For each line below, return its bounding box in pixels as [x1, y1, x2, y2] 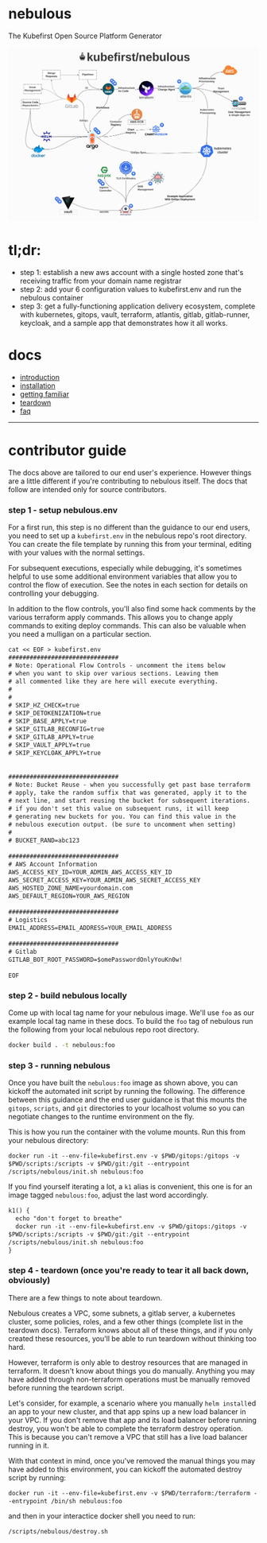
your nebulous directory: [8, 1136, 89, 1146]
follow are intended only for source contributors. [8, 484, 167, 494]
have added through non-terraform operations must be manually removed [8, 1374, 250, 1384]
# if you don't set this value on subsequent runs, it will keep [8, 804, 229, 812]
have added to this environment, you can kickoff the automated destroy [8, 1464, 242, 1474]
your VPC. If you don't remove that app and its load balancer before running [8, 1415, 257, 1425]
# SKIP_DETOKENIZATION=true [8, 709, 102, 717]
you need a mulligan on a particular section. [8, 629, 152, 638]
